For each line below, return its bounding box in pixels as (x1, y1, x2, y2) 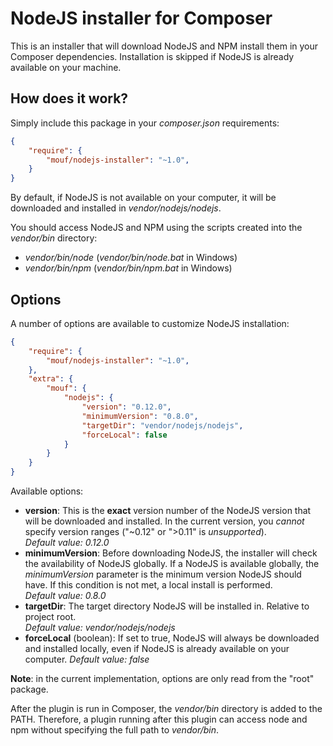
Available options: (10, 485, 84, 497)
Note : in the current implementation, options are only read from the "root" (10, 673, 315, 685)
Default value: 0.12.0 (24, 537, 110, 549)
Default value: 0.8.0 (24, 590, 107, 602)
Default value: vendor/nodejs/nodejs (24, 622, 176, 634)
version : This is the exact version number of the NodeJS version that (24, 505, 312, 517)
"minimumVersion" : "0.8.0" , (81, 411, 199, 421)
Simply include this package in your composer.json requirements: (10, 117, 280, 129)
